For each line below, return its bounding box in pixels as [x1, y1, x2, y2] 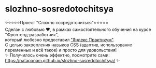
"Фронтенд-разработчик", [5, 31, 59, 37]
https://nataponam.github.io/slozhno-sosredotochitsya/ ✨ [5, 57, 120, 63]
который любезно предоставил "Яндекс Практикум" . [5, 37, 115, 42]
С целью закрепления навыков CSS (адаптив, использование [5, 42, 132, 48]
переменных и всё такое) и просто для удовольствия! [5, 47, 117, 53]
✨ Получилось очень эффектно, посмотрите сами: [5, 52, 110, 58]
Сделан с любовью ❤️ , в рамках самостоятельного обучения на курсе [5, 27, 151, 32]
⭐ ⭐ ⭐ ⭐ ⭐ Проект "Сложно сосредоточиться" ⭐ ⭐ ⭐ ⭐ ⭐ [5, 19, 109, 25]
